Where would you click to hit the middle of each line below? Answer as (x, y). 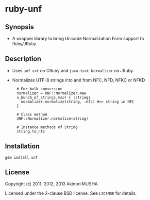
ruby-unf (24, 9)
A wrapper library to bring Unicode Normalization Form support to (78, 38)
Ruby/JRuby (24, 44)
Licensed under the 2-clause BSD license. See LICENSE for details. (71, 193)
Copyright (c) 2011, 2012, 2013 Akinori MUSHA (51, 184)
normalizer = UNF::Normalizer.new (51, 93)
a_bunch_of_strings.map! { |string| (54, 97)
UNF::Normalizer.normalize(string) (53, 118)
